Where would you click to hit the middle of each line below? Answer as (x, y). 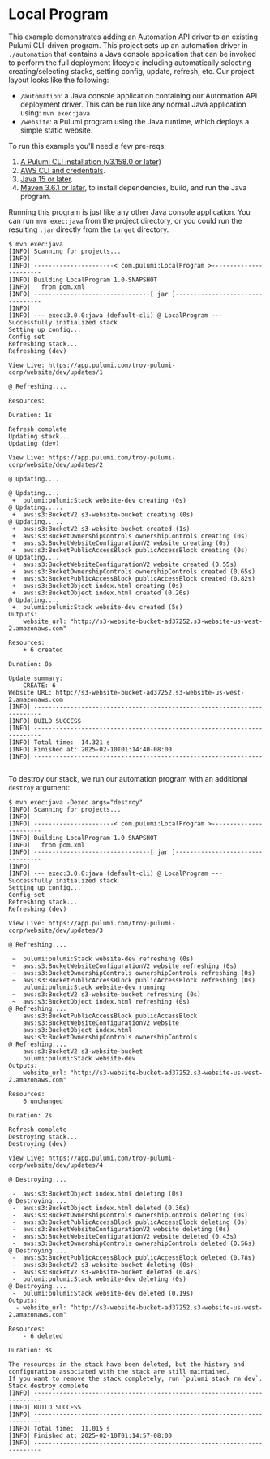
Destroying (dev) (38, 1143)
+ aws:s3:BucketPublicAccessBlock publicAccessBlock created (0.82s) (133, 578)
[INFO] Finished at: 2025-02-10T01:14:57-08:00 (90, 1435)
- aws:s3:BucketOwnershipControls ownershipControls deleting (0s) (130, 1215)
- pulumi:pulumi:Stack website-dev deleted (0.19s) (103, 1293)
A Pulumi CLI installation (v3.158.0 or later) (91, 161)
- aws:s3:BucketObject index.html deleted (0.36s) (101, 1208)
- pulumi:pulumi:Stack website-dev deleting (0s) (99, 1279)
